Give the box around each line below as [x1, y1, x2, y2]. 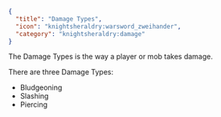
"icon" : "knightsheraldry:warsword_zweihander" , [15, 22, 182, 30]
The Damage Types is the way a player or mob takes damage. [8, 52, 213, 62]
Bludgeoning [19, 83, 63, 92]
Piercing [19, 100, 48, 110]
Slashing [19, 91, 49, 101]
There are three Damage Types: [8, 67, 114, 77]
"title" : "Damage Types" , [15, 14, 103, 23]
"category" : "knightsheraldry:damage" [15, 30, 146, 38]
